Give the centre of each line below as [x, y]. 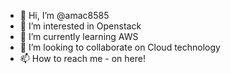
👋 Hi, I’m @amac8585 [64, 15]
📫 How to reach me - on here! [82, 58]
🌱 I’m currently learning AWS [79, 36]
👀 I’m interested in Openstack [80, 26]
